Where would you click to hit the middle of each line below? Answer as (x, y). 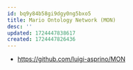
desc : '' (20, 26)
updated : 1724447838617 (42, 33)
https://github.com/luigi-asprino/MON (71, 59)
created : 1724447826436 (42, 40)
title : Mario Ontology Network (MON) (62, 20)
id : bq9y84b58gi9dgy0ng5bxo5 (49, 14)
